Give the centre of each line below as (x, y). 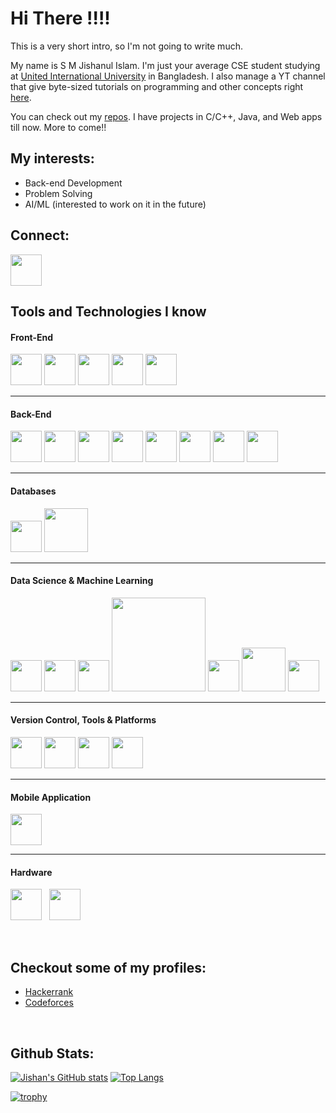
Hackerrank (49, 992)
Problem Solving (58, 193)
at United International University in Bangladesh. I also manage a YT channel (168, 76)
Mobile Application (51, 797)
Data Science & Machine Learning (82, 581)
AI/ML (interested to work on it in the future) (115, 204)
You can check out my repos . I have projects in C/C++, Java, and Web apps (166, 116)
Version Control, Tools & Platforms (83, 720)
